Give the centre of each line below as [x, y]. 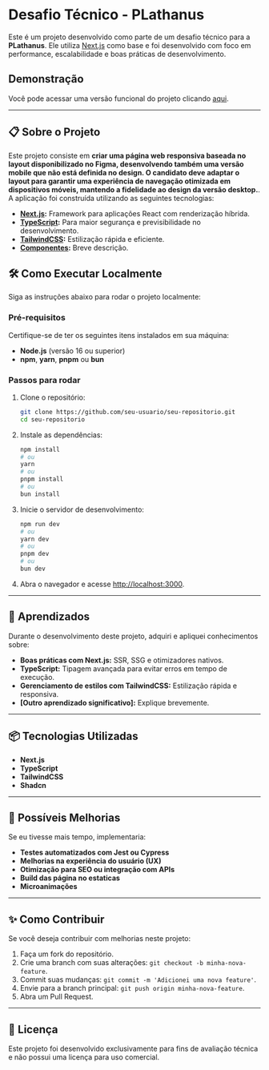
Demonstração [46, 79]
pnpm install [42, 479]
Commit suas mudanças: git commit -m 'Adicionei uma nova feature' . [138, 979]
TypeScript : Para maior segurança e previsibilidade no [110, 222]
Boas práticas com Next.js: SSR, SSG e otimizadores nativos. [122, 660]
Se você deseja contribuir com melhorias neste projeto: [99, 939]
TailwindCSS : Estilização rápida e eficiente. [92, 239]
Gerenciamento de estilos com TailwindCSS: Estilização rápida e [128, 686]
